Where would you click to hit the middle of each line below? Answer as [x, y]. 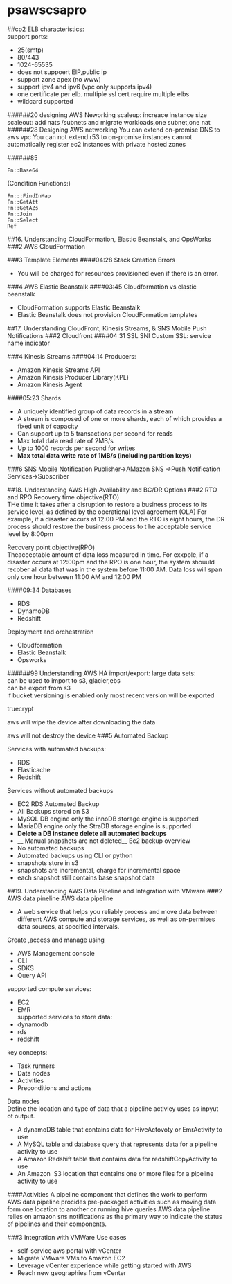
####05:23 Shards [34, 398]
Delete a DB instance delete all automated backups [92, 833]
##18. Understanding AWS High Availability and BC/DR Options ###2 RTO [112, 490]
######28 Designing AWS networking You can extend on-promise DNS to [114, 130]
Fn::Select [23, 220]
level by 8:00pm [30, 534]
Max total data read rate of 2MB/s [65, 440]
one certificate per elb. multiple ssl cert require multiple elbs [103, 94]
